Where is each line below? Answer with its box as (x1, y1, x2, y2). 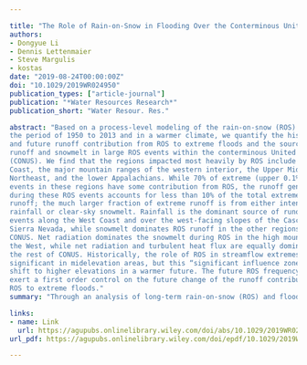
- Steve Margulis (9, 56, 76, 65)
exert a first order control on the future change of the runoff (9, 276, 263, 285)
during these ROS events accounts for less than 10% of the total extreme (9, 191, 301, 200)
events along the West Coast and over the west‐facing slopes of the (9, 216, 281, 225)
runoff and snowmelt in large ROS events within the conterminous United (9, 148, 297, 158)
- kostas (9, 64, 43, 73)
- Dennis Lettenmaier (9, 47, 92, 56)
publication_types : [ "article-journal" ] (9, 89, 166, 99)
